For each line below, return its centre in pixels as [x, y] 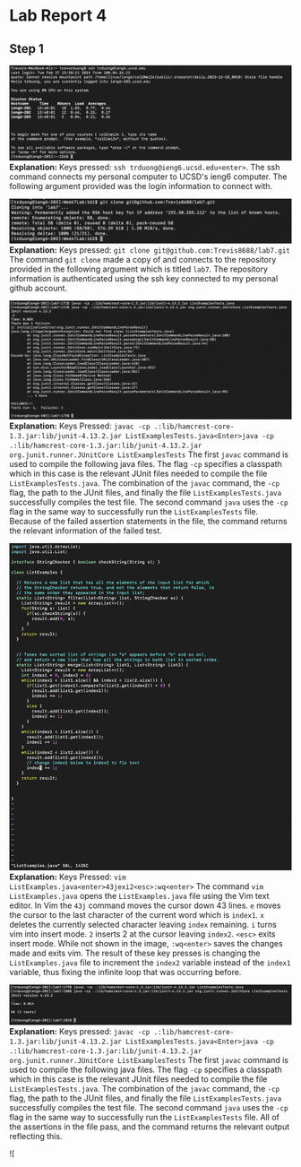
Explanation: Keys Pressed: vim [68, 877]
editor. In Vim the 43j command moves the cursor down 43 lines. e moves [145, 905]
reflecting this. [36, 1137]
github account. [39, 288]
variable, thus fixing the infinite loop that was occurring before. [125, 972]
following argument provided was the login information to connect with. [141, 186]
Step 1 [27, 49]
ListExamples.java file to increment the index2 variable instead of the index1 [150, 963]
